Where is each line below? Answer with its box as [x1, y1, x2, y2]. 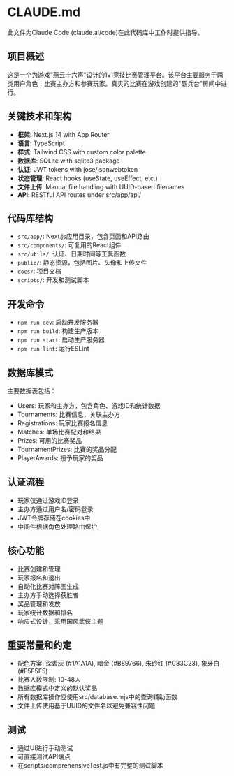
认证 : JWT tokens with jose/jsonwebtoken [17, 165, 138, 173]
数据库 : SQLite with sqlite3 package [17, 156, 120, 165]
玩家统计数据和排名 [17, 608, 73, 617]
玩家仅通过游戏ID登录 [17, 496, 79, 504]
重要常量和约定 [7, 640, 72, 652]
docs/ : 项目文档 [17, 267, 61, 276]
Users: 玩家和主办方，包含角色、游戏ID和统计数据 [17, 402, 161, 409]
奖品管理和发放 [17, 599, 61, 608]
